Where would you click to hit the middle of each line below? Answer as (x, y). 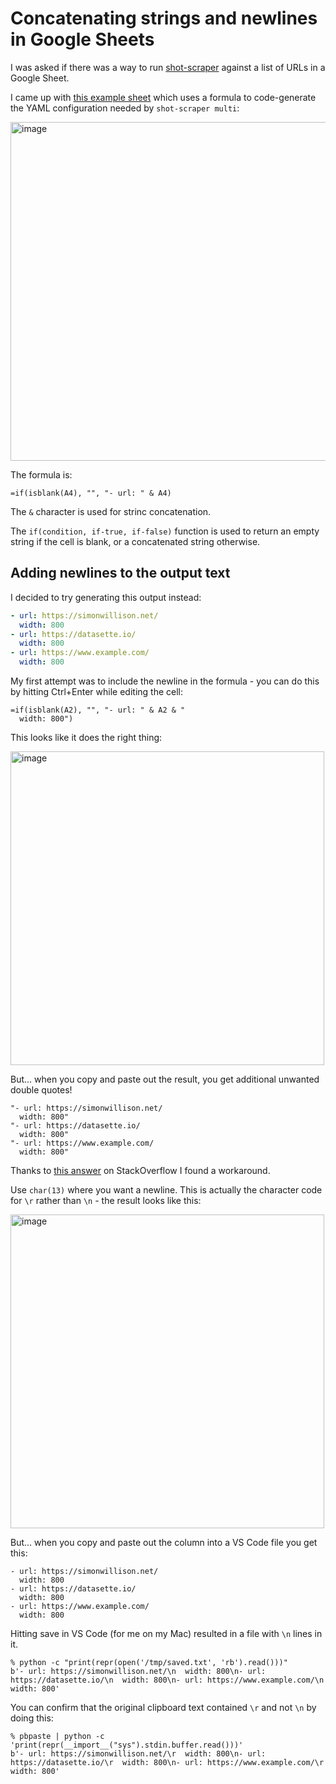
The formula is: (41, 474)
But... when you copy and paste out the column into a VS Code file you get (164, 1542)
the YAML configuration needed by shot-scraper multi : (125, 108)
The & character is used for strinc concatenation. (111, 511)
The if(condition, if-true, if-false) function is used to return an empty (165, 531)
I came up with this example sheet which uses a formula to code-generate (163, 97)
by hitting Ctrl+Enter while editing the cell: (97, 691)
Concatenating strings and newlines (164, 18)
